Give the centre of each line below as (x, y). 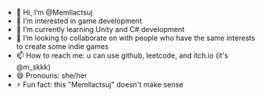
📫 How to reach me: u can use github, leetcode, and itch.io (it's (122, 55)
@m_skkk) (33, 67)
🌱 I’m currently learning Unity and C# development (100, 29)
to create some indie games (62, 46)
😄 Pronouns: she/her (51, 75)
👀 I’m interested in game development (79, 21)
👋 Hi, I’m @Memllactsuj (54, 12)
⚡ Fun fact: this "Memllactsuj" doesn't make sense (100, 85)
